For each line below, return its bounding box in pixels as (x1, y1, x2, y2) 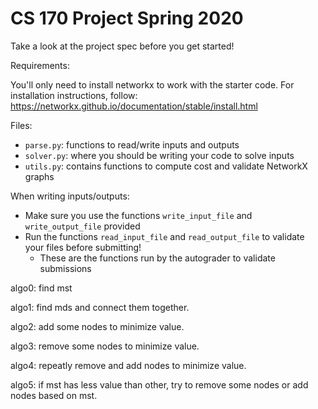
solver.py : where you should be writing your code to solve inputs (24, 149, 295, 161)
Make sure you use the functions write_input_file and (24, 209, 253, 221)
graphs (24, 170, 55, 182)
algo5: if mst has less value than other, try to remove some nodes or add (10, 378, 309, 391)
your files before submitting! (24, 241, 142, 253)
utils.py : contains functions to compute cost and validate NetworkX (24, 160, 308, 172)
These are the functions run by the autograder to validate (39, 252, 276, 264)
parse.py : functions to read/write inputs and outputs (24, 138, 240, 151)
